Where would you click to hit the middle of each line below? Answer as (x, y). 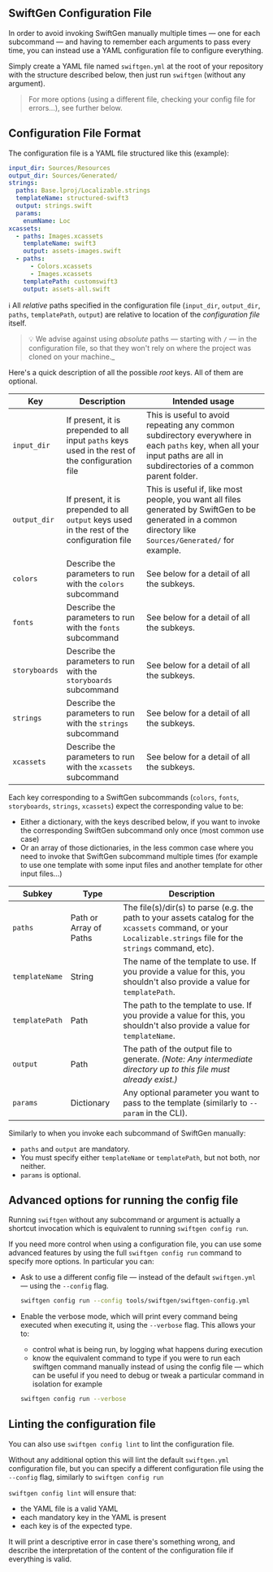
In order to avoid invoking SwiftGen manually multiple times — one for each (134, 33)
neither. (33, 1166)
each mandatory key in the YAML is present (93, 1517)
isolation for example (67, 1384)
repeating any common (190, 425)
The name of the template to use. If (190, 961)
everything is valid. (40, 1559)
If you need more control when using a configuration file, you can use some (135, 1244)
